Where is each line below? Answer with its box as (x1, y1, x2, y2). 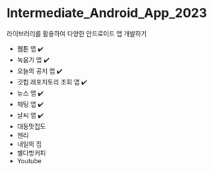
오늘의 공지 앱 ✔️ (16, 66, 63, 75)
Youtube (16, 156, 42, 165)
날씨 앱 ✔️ (16, 111, 44, 119)
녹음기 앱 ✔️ (16, 55, 50, 64)
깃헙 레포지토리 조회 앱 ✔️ (16, 77, 88, 86)
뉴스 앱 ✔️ (16, 89, 44, 97)
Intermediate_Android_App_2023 (6, 5, 207, 21)
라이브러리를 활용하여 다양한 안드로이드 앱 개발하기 (6, 29, 147, 38)
